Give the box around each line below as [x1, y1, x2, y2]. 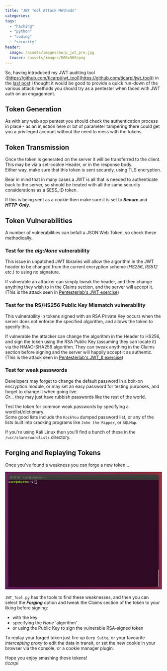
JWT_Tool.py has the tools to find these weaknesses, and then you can [5, 594, 149, 600]
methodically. [5, 235, 33, 241]
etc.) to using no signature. [5, 269, 61, 275]
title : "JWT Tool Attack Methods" [5, 8, 77, 13]
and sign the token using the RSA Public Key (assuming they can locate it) [5, 338, 157, 344]
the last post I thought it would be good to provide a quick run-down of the [5, 80, 158, 86]
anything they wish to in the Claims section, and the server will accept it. [5, 284, 154, 290]
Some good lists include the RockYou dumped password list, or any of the [5, 414, 154, 420]
